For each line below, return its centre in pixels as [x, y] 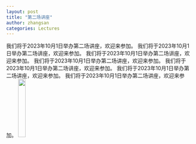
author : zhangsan [28, 23]
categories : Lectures [33, 28]
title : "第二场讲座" [29, 17]
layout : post [22, 12]
